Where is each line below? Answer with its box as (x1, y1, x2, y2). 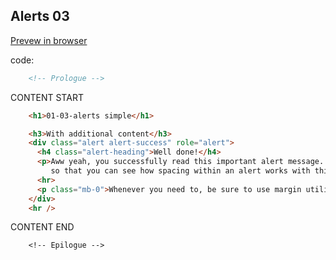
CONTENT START (10, 91, 84, 103)
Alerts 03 (10, 8, 70, 25)
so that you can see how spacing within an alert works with (50, 166, 311, 176)
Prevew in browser (10, 34, 88, 46)
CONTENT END (10, 221, 75, 233)
